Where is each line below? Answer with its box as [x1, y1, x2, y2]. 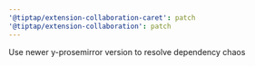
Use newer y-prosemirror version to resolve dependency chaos [8, 46, 246, 57]
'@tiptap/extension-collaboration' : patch [8, 22, 172, 31]
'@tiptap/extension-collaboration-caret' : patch [8, 13, 196, 23]
